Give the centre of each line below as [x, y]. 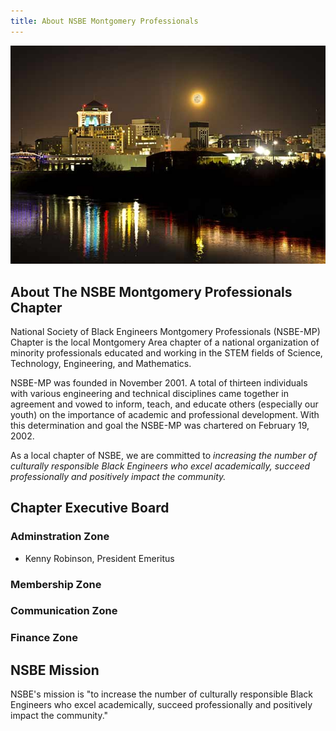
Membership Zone [56, 584]
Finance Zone [44, 638]
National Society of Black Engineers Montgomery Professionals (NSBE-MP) [165, 331]
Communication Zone [64, 611]
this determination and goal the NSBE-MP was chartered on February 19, [160, 425]
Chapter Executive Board [90, 508]
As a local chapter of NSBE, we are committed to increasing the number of [164, 455]
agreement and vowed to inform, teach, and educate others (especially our [164, 404]
